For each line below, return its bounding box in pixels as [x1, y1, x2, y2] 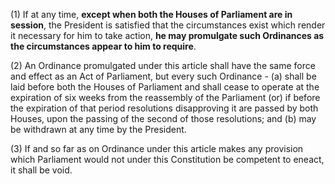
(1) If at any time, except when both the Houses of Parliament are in [10, 9, 293, 20]
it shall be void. [10, 164, 73, 176]
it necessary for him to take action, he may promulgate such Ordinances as [10, 30, 325, 41]
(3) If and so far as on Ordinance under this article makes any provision [10, 143, 304, 154]
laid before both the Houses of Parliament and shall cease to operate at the [10, 81, 320, 93]
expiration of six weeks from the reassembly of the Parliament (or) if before [10, 92, 321, 103]
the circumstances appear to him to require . [10, 40, 197, 52]
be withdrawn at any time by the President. [10, 124, 187, 135]
